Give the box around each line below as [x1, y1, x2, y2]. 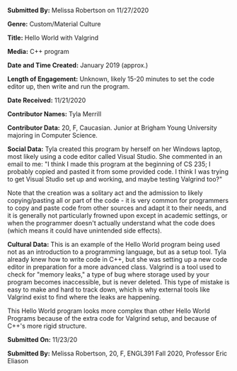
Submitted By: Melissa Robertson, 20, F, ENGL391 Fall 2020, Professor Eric [7, 349, 228, 358]
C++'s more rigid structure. [7, 322, 87, 330]
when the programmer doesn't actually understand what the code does [7, 219, 216, 227]
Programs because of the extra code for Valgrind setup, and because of [7, 314, 217, 322]
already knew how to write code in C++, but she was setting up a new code [7, 255, 228, 263]
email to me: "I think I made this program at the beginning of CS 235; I [7, 160, 211, 168]
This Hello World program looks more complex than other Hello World [7, 306, 210, 315]
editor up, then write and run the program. [7, 82, 130, 91]
